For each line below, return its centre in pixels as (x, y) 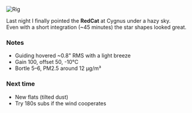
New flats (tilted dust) (42, 97)
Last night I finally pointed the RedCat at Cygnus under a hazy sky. (89, 21)
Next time (21, 84)
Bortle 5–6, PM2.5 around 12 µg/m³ (58, 68)
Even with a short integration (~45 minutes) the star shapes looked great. (96, 27)
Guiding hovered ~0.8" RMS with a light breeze (73, 56)
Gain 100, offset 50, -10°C (47, 62)
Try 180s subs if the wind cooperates (60, 103)
